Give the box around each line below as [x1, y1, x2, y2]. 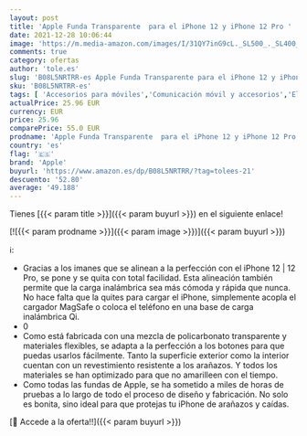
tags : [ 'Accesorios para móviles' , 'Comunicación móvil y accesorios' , [9, 90, 288, 99]
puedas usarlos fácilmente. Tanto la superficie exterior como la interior [22, 350, 290, 361]
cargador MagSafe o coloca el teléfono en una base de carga [22, 302, 254, 313]
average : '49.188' [9, 184, 79, 193]
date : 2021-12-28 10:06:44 [9, 30, 112, 39]
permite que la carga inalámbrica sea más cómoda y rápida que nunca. [22, 282, 291, 293]
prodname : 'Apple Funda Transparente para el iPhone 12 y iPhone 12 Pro [9, 133, 297, 142]
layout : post [9, 13, 59, 23]
